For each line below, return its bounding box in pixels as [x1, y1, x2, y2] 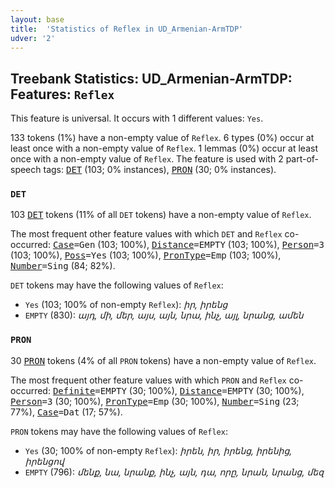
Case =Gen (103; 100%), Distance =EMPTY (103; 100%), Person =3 [52, 239, 325, 251]
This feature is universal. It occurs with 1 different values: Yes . [10, 112, 264, 125]
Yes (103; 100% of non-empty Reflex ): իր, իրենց [24, 299, 228, 311]
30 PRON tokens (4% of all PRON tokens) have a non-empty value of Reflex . [10, 354, 317, 366]
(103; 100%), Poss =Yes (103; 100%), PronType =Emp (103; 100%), [10, 249, 282, 261]
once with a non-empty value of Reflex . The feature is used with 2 [10, 153, 284, 165]
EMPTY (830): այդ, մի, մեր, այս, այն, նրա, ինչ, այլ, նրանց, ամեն [24, 309, 304, 321]
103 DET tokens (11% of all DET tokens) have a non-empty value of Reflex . [10, 209, 312, 221]
